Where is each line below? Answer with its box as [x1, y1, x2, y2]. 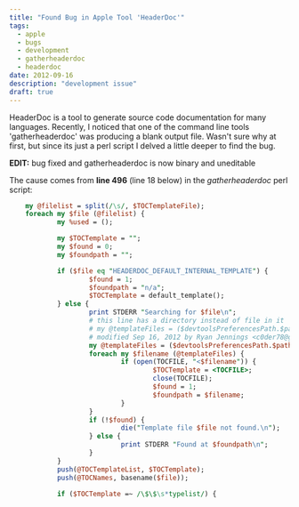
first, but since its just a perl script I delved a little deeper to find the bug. [9, 140, 276, 151]
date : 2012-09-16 [9, 71, 74, 80]
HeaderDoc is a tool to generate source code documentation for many [9, 112, 267, 123]
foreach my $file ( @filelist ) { [25, 210, 145, 219]
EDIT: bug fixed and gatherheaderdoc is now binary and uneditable [9, 157, 256, 168]
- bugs [17, 37, 42, 47]
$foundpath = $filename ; [152, 390, 245, 399]
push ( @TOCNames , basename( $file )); [56, 473, 190, 482]
